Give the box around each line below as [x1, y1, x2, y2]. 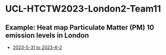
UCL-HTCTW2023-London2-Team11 [5, 3, 161, 15]
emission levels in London [5, 31, 89, 39]
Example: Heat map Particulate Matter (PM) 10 [5, 23, 154, 32]
